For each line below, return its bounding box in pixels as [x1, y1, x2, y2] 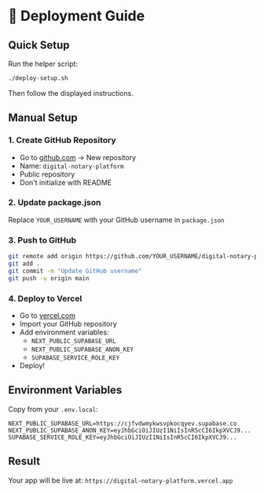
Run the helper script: [8, 59, 79, 68]
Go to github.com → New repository [19, 152, 136, 162]
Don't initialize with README [19, 177, 112, 187]
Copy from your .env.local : [8, 404, 98, 414]
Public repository [19, 169, 75, 179]
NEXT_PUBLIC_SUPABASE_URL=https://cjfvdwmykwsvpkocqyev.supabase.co [8, 419, 237, 427]
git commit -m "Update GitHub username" [8, 267, 143, 275]
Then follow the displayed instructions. [8, 88, 134, 97]
